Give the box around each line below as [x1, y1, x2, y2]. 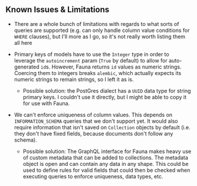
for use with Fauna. [22, 100, 70, 107]
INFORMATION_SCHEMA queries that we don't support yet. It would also [14, 118, 178, 125]
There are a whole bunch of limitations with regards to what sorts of [14, 20, 179, 27]
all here [14, 39, 33, 46]
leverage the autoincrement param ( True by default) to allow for [14, 57, 168, 64]
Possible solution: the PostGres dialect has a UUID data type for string [22, 87, 191, 94]
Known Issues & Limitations [5, 5, 110, 15]
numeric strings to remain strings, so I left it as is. [14, 76, 134, 83]
